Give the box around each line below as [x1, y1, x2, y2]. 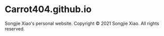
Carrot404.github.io [5, 4, 92, 15]
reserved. [5, 25, 25, 31]
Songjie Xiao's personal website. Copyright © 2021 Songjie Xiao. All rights [5, 20, 159, 26]
